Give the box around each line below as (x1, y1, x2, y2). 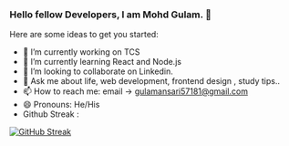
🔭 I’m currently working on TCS (22, 47, 140, 57)
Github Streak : (22, 109, 79, 120)
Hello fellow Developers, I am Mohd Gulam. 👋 (9, 8, 212, 21)
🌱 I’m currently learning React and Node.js (22, 57, 182, 68)
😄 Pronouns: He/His (22, 99, 100, 110)
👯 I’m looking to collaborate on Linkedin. (22, 66, 173, 77)
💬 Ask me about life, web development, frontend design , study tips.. (22, 76, 281, 87)
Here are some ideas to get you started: (9, 29, 160, 40)
